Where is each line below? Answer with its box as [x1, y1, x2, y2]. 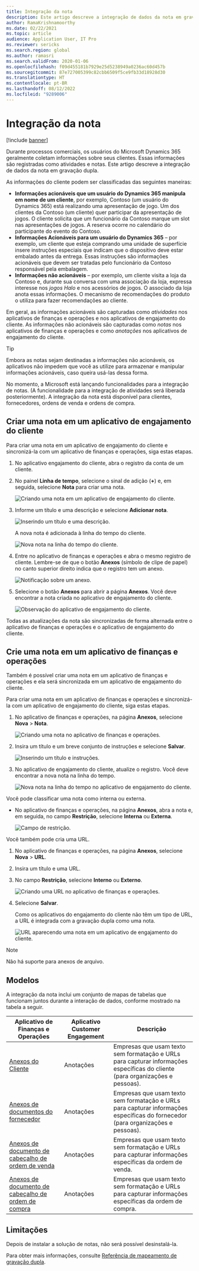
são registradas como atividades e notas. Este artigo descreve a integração [6, 161, 191, 168]
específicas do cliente [113, 1065, 175, 1073]
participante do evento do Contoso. [14, 228, 102, 235]
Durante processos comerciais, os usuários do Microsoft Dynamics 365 [6, 148, 181, 155]
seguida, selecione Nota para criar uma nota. [14, 484, 126, 491]
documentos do [9, 1107, 53, 1116]
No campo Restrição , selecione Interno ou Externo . [14, 876, 143, 883]
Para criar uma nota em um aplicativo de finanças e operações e [6, 696, 164, 703]
